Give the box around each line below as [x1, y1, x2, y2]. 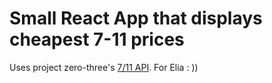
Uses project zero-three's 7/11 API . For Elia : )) [9, 61, 199, 73]
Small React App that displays [9, 7, 263, 30]
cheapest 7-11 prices [9, 28, 185, 51]
